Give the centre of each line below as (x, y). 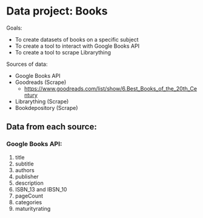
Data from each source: (52, 127)
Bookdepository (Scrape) (46, 107)
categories (28, 202)
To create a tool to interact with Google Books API (77, 46)
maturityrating (33, 208)
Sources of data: (27, 64)
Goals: (14, 28)
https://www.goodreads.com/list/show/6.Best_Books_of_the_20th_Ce (111, 88)
